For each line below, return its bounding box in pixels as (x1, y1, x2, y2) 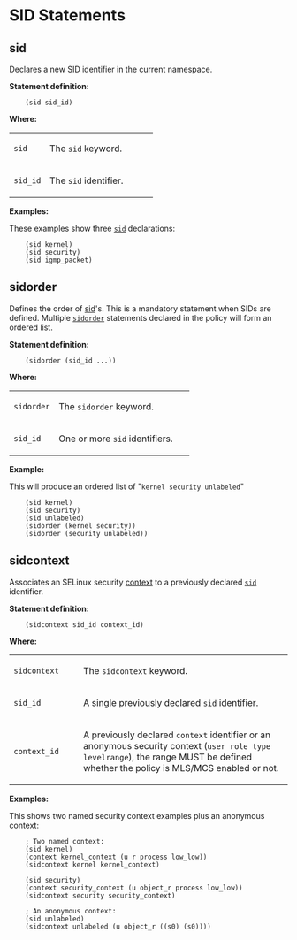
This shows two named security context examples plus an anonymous (9, 810, 265, 821)
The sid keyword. (49, 142, 123, 155)
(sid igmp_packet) (25, 256, 93, 264)
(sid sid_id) (25, 98, 73, 107)
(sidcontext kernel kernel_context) (25, 860, 161, 869)
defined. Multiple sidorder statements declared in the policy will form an (9, 312, 272, 323)
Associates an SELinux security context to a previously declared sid (9, 577, 257, 587)
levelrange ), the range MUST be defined (83, 751, 252, 763)
